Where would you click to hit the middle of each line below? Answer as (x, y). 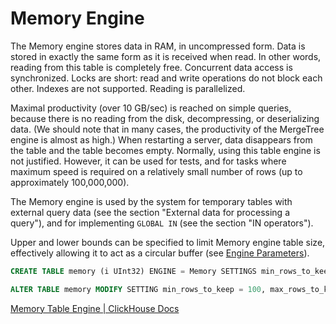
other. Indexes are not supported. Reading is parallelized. (128, 88)
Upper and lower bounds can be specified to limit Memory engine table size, (168, 242)
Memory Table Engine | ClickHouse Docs (95, 308)
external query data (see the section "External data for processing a (150, 212)
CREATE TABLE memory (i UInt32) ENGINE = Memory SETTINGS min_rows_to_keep (171, 271)
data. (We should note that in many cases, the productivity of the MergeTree (167, 129)
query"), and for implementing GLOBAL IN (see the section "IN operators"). (162, 223)
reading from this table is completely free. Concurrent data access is (151, 67)
